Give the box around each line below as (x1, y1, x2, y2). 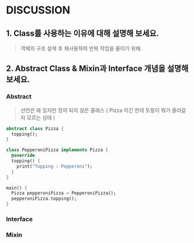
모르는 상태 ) (26, 114, 56, 121)
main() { (6, 185, 27, 191)
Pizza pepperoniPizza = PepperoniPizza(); (11, 190, 116, 196)
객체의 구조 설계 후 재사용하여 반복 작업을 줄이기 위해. (20, 45, 142, 52)
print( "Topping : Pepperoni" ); (16, 163, 93, 169)
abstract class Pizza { (6, 125, 64, 132)
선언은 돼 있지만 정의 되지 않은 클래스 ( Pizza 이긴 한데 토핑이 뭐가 (20, 107, 171, 114)
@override (11, 153, 35, 159)
